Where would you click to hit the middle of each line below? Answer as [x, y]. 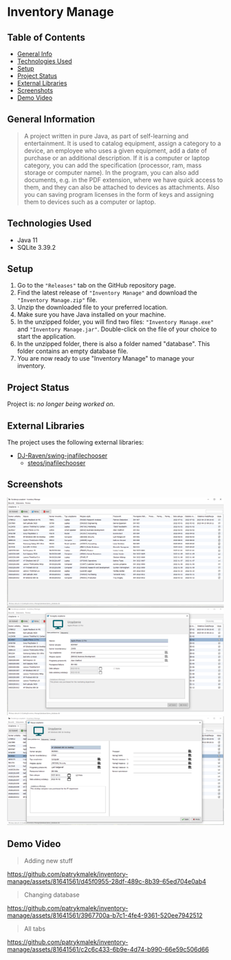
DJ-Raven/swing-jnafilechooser [62, 456]
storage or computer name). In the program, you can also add [111, 172]
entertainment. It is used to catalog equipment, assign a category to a [122, 143]
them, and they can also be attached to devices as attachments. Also [122, 187]
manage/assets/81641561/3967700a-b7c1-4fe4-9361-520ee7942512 [105, 915]
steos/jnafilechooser [56, 463]
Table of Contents [46, 38]
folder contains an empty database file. [73, 351]
